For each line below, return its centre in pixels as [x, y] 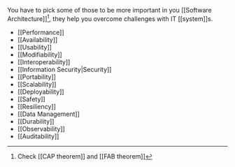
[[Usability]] [35, 47]
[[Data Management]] [49, 114]
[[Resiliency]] [36, 106]
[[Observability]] [41, 129]
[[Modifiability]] [40, 55]
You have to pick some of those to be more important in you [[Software [109, 10]
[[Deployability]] [41, 92]
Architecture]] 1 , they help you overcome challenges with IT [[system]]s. [110, 18]
